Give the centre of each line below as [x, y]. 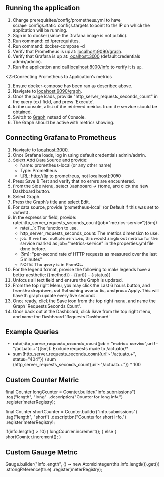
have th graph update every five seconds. [55, 295]
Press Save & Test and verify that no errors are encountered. [74, 181]
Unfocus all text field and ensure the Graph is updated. [68, 280]
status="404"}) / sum [34, 359]
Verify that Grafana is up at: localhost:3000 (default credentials [76, 56]
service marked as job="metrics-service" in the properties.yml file [87, 243]
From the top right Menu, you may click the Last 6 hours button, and [81, 285]
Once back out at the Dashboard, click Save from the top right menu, [82, 311]
